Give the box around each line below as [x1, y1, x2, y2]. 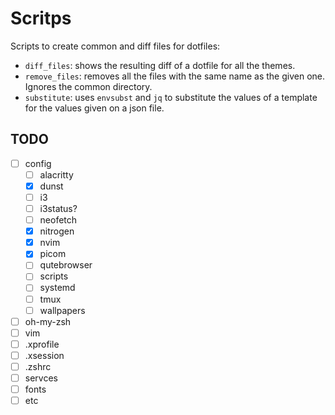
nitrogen [39, 225, 75, 237]
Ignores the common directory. [24, 80, 153, 92]
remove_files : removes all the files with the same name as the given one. [24, 70, 325, 82]
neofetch [39, 214, 78, 226]
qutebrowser [39, 259, 93, 271]
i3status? [39, 203, 78, 214]
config [24, 157, 52, 169]
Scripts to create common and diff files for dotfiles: [10, 40, 221, 52]
